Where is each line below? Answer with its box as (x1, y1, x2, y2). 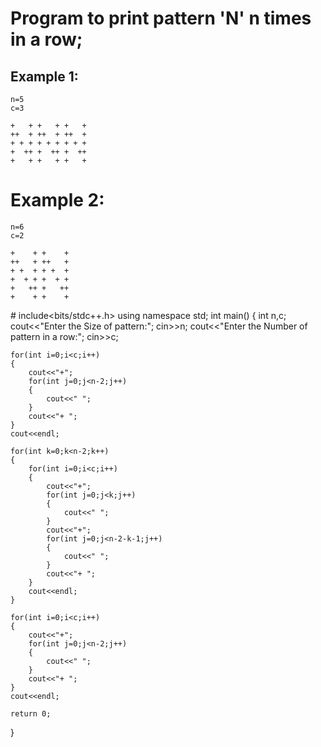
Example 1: (10, 68, 79, 85)
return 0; (10, 708, 52, 719)
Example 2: (10, 189, 105, 212)
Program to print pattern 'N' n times (10, 7, 312, 30)
